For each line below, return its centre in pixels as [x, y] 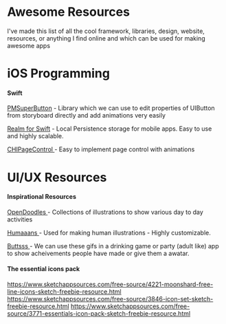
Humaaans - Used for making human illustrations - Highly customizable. [109, 233]
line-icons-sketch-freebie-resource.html [64, 291]
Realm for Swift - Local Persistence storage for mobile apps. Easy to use [110, 129]
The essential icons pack [44, 269]
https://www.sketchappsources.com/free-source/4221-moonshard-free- [110, 284]
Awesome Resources [69, 12]
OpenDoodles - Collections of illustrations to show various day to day [105, 212]
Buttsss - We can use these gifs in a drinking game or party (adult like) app [113, 246]
